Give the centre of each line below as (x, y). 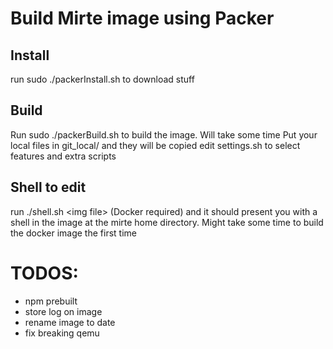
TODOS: (44, 273)
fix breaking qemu (62, 333)
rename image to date (70, 322)
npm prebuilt (51, 301)
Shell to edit (48, 187)
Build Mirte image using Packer (142, 18)
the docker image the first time (73, 233)
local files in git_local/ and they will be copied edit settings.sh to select (155, 145)
